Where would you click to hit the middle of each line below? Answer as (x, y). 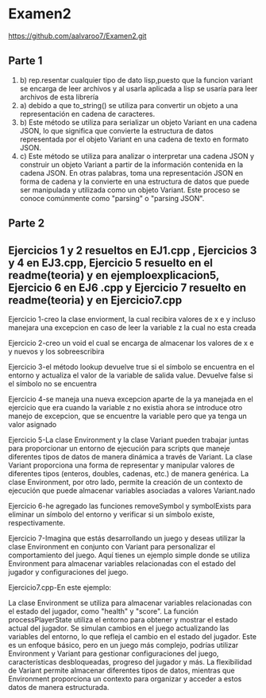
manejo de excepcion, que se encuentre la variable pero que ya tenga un (128, 416)
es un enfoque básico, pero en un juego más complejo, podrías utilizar (123, 645)
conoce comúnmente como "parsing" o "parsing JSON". (112, 198)
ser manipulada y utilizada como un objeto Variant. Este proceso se (130, 190)
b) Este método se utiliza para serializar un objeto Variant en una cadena (138, 122)
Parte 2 (27, 223)
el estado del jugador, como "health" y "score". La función (103, 611)
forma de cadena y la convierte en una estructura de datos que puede (135, 181)
